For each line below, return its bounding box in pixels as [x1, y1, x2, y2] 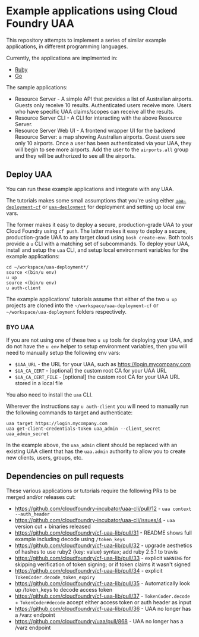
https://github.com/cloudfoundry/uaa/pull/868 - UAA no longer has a [14, 617, 184, 624]
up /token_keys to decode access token [14, 586, 113, 593]
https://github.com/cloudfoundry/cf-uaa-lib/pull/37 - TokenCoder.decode [14, 592, 190, 599]
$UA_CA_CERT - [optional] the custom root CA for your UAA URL [14, 367, 168, 374]
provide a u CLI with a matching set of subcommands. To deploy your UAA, [6, 240, 190, 247]
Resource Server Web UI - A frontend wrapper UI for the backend [14, 127, 176, 134]
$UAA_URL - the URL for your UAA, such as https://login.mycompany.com [14, 361, 191, 368]
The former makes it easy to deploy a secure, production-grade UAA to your [6, 221, 193, 228]
